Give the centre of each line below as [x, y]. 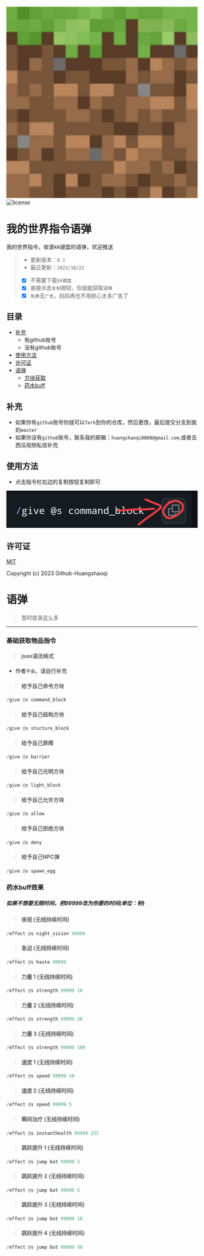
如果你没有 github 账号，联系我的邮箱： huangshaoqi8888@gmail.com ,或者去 [106, 437]
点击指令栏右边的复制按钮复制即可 [58, 482]
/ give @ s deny [24, 842]
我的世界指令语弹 [49, 229]
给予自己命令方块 [42, 686]
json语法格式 [37, 656]
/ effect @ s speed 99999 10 [40, 1076]
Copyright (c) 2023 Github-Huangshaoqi [57, 573]
